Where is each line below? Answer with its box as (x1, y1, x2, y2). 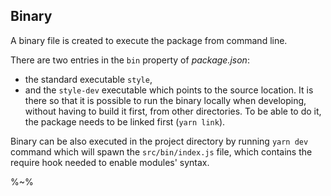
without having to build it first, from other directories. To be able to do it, (24, 105, 322, 117)
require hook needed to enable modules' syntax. (10, 156, 210, 168)
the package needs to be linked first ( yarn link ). (24, 115, 226, 128)
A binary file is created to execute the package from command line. (10, 34, 288, 46)
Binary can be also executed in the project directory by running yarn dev (10, 135, 309, 147)
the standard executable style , (24, 73, 153, 85)
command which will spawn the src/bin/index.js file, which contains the (10, 145, 313, 158)
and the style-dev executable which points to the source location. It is (24, 84, 314, 96)
